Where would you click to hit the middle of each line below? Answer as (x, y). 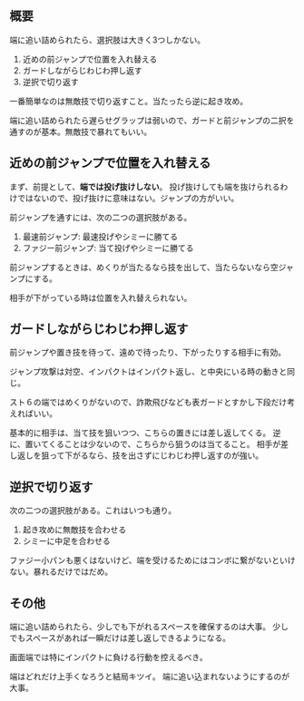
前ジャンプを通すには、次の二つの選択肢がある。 (101, 217)
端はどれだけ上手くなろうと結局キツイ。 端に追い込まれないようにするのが (150, 677)
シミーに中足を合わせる (66, 541)
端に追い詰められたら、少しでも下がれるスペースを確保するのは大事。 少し (149, 627)
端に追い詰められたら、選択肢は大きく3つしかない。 (108, 40)
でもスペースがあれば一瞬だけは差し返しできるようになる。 (120, 638)
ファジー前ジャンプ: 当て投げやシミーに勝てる (108, 248)
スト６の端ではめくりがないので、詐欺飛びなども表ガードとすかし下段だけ (148, 403)
